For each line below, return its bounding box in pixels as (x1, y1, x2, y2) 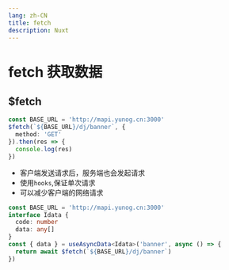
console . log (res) (15, 145, 73, 153)
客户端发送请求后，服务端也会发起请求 (19, 168, 145, 177)
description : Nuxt (8, 26, 69, 34)
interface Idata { (8, 211, 69, 219)
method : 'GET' (15, 131, 62, 139)
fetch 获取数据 (8, 63, 103, 81)
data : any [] (15, 226, 55, 234)
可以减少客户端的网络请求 (19, 188, 104, 197)
